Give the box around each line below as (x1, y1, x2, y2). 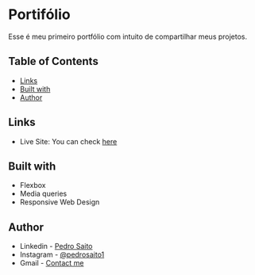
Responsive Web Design (19, 197, 100, 207)
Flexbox (19, 181, 46, 190)
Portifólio (8, 6, 71, 24)
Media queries (19, 189, 68, 199)
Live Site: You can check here (19, 136, 118, 146)
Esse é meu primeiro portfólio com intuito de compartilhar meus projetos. (8, 32, 248, 41)
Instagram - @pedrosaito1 (19, 250, 105, 259)
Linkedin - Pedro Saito (19, 242, 93, 251)
